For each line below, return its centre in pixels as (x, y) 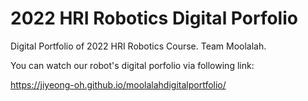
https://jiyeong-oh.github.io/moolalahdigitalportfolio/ (118, 84)
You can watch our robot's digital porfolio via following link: (132, 65)
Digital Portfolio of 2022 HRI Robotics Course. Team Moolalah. (138, 46)
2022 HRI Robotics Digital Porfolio (154, 18)
